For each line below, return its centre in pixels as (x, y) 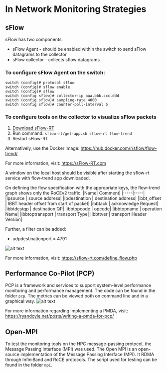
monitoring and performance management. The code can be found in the (80, 291)
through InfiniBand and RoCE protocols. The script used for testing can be (81, 360)
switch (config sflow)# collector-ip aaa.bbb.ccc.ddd (62, 96)
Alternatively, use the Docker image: (42, 148)
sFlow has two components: (34, 39)
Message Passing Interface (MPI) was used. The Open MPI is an (71, 349)
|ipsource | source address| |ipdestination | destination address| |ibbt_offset (83, 198)
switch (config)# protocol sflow (40, 83)
